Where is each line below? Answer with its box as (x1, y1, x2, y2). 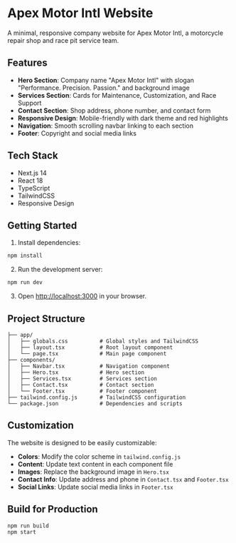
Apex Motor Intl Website (7, 5, 154, 21)
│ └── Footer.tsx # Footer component (7, 387, 158, 395)
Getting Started (7, 219, 77, 231)
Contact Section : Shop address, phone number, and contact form (17, 106, 211, 115)
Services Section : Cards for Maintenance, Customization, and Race (17, 91, 217, 99)
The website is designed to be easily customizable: (7, 438, 157, 447)
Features (7, 57, 48, 69)
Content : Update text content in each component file (17, 460, 173, 468)
